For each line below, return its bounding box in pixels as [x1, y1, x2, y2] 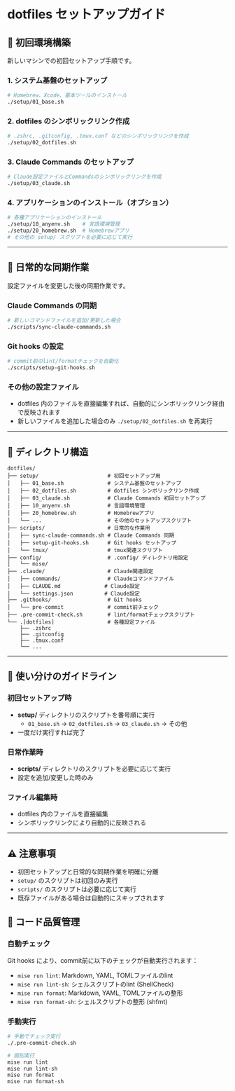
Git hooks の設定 [7, 341, 64, 351]
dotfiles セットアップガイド [7, 6, 166, 22]
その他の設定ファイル [7, 382, 79, 392]
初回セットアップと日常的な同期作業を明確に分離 [17, 867, 159, 876]
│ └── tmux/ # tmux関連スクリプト [7, 547, 163, 554]
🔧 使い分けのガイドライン [7, 671, 117, 682]
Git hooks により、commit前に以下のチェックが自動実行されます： [7, 956, 199, 964]
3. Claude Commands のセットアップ [7, 157, 134, 167]
